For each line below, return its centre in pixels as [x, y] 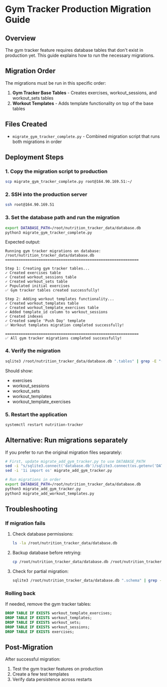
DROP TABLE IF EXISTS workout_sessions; [48, 627]
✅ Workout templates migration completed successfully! [65, 325]
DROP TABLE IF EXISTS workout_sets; [43, 623]
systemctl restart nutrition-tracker [44, 424]
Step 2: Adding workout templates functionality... [60, 299]
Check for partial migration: [40, 571]
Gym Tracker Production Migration [78, 9]
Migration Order [30, 71]
